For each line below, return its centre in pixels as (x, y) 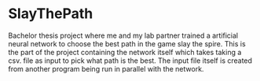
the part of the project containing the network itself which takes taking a (125, 52)
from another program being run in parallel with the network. (106, 68)
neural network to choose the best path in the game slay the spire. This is (127, 43)
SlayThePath (51, 14)
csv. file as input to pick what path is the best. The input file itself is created (130, 61)
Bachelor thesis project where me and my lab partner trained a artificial (123, 35)
